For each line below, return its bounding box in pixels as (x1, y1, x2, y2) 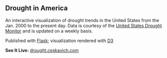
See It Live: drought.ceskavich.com (5, 47, 79, 53)
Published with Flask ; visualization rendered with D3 (5, 37, 114, 43)
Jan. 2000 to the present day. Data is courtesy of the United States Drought (5, 22, 162, 28)
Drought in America (5, 4, 68, 12)
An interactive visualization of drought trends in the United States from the (5, 17, 159, 23)
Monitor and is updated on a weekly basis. (5, 27, 93, 34)
